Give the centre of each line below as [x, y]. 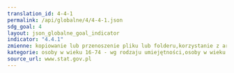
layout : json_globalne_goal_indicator [63, 33]
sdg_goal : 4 [24, 26]
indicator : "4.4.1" [36, 40]
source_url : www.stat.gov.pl [49, 59]
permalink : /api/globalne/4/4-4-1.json [65, 20]
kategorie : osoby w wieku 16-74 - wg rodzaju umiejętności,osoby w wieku [117, 53]
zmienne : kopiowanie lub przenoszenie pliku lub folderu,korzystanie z [113, 46]
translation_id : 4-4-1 [40, 14]
